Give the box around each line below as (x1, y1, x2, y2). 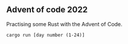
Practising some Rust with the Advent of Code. (6, 20, 123, 27)
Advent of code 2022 (6, 5, 88, 15)
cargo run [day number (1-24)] (6, 32, 85, 38)
